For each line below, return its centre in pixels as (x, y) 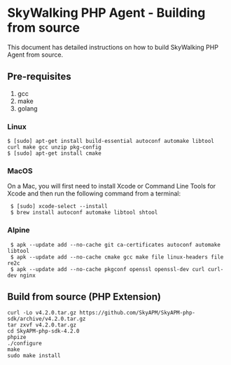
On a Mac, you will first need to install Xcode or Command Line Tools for (112, 186)
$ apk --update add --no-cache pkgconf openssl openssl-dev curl (107, 269)
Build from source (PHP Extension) (84, 297)
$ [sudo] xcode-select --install (59, 207)
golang (27, 108)
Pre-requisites (39, 77)
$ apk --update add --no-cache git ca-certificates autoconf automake (115, 245)
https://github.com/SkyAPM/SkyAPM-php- (138, 313)
